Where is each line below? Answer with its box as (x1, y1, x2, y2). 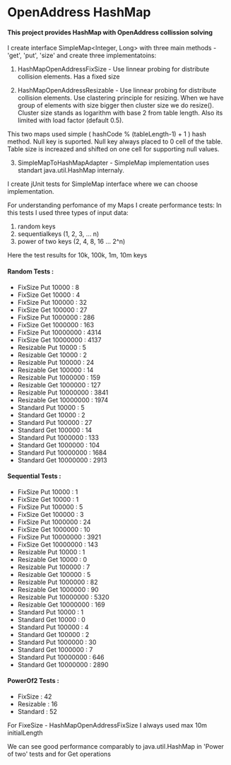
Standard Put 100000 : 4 (17, 623, 90, 631)
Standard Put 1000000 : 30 (17, 638, 97, 646)
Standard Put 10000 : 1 (17, 607, 83, 616)
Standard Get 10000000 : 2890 (17, 660, 109, 669)
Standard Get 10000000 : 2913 (17, 455, 107, 464)
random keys (17, 222, 56, 230)
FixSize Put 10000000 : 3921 (17, 532, 101, 541)
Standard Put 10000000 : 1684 (17, 448, 107, 457)
